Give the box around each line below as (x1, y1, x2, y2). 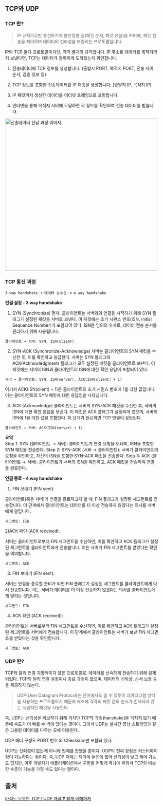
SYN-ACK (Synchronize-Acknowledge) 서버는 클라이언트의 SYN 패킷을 (12, 348, 151, 354)
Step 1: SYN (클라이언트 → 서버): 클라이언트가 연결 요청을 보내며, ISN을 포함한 (5, 440, 154, 447)
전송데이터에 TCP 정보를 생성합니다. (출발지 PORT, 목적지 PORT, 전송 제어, (12, 65, 155, 71)
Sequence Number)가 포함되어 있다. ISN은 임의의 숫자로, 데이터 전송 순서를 (12, 322, 157, 328)
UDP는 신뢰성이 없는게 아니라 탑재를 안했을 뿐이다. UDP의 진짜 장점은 (5, 748, 137, 754)
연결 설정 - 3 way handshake (5, 300, 62, 305)
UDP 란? (5, 658, 24, 665)
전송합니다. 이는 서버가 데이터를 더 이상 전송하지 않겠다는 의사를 (10, 586, 131, 593)
